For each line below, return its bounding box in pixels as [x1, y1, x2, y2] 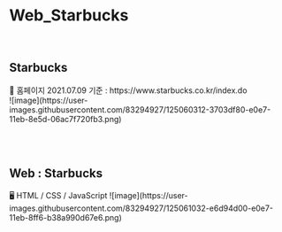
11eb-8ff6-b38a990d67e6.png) [9, 212, 122, 222]
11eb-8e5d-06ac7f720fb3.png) [9, 113, 122, 124]
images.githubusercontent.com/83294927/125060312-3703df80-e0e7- [9, 104, 271, 115]
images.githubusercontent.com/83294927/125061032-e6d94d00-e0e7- [9, 203, 274, 213]
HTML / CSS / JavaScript [16, 189, 108, 200]
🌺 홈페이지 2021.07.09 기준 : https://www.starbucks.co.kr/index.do [9, 85, 248, 96]
